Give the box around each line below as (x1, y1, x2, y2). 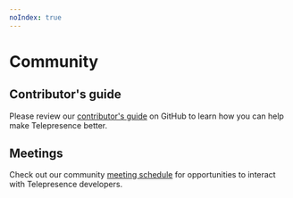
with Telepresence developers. (9, 179, 123, 190)
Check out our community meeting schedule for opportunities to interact (9, 169, 276, 180)
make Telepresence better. (9, 120, 108, 130)
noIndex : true (9, 12, 63, 22)
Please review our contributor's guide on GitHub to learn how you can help (9, 111, 284, 121)
